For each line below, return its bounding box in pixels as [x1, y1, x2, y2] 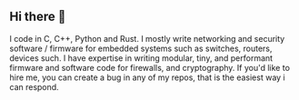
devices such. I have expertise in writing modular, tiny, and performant [9, 52, 274, 64]
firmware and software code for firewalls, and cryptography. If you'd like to [9, 62, 291, 73]
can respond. [9, 81, 59, 92]
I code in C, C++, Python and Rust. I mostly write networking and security [9, 33, 285, 44]
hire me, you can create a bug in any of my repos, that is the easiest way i [9, 72, 285, 83]
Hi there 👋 [9, 9, 66, 25]
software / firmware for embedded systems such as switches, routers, [9, 43, 273, 54]
